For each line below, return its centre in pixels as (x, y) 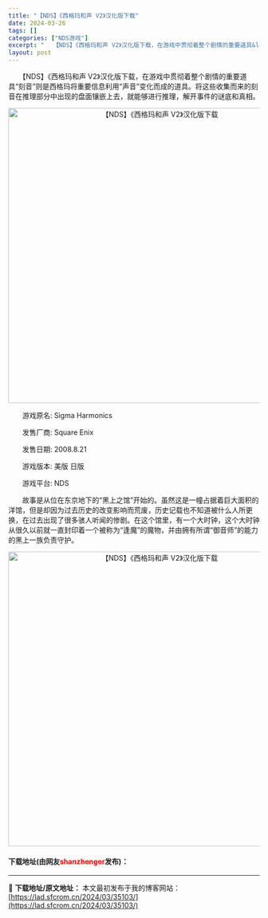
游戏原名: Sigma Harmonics (67, 415)
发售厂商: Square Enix (58, 432)
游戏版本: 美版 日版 (53, 466)
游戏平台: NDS (45, 483)
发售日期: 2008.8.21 (54, 449)
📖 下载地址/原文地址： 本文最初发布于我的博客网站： (95, 888)
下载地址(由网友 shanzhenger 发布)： (69, 861)
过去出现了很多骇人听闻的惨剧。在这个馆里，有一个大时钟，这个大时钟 (144, 520)
